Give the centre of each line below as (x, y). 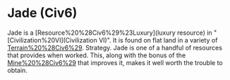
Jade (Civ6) (42, 13)
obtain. (18, 70)
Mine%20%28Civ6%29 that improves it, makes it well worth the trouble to (115, 62)
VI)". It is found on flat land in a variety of (158, 40)
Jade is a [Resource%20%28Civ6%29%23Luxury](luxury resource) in (110, 33)
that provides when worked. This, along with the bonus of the (97, 55)
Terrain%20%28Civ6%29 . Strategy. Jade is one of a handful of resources (115, 47)
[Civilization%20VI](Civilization (52, 40)
